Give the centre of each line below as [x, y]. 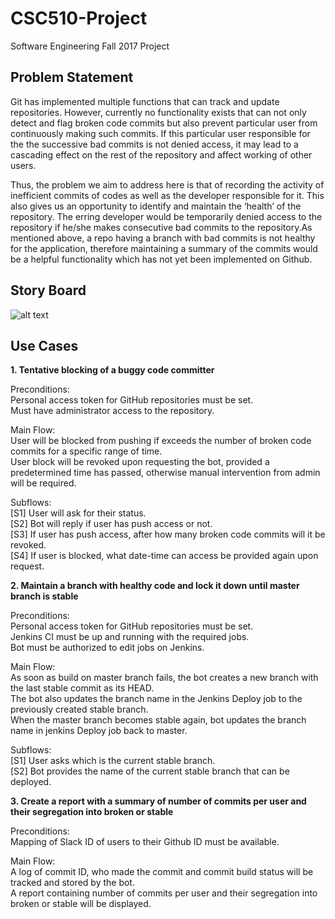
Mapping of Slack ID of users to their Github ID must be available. [145, 842]
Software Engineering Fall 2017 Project [90, 46]
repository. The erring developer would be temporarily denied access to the [166, 216]
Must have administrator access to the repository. [112, 411]
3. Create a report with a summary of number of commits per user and [158, 801]
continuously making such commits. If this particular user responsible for [160, 133]
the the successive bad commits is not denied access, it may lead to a [154, 144]
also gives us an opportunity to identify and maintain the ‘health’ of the [156, 206]
